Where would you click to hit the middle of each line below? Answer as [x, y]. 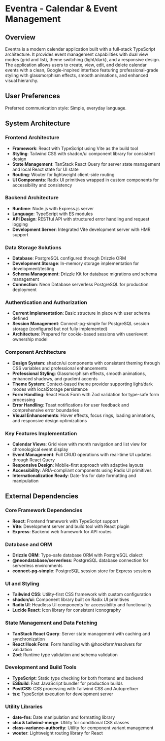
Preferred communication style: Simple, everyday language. [66, 108]
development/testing [33, 269]
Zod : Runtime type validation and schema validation [65, 655]
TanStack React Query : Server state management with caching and [81, 633]
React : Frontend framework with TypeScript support [65, 521]
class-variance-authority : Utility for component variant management [83, 728]
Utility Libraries [24, 706]
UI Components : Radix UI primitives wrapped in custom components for [85, 180]
